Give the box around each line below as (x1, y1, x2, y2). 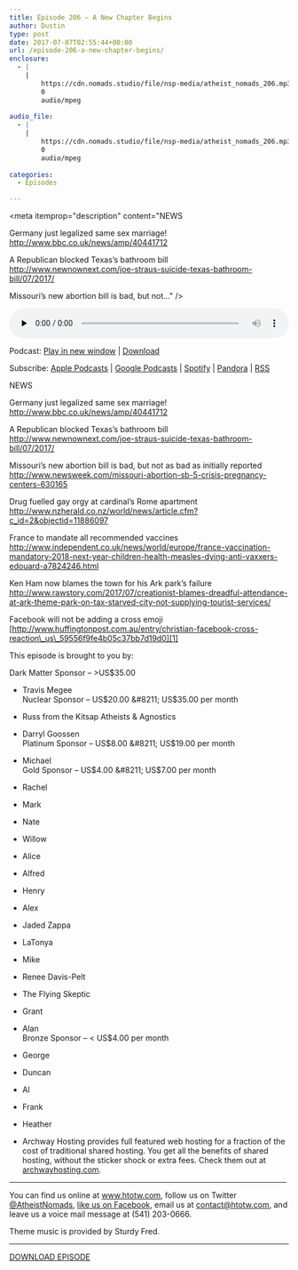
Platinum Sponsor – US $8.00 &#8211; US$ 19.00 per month (21, 738, 235, 749)
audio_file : (9, 112, 53, 121)
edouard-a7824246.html (9, 561, 99, 572)
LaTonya (21, 937, 53, 948)
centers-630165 (9, 479, 68, 490)
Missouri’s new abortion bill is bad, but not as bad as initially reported (9, 460, 263, 471)
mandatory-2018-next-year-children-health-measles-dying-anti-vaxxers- (9, 551, 278, 562)
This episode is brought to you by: (9, 650, 135, 661)
